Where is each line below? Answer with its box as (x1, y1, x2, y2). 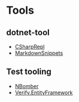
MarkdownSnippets (14, 50, 63, 57)
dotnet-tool (6, 27, 50, 38)
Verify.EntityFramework (14, 89, 73, 96)
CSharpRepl (14, 43, 45, 50)
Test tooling (6, 67, 52, 77)
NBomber (14, 82, 39, 89)
